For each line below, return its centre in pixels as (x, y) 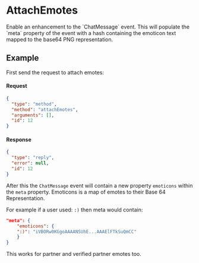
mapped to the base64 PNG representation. (60, 39)
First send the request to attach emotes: (55, 72)
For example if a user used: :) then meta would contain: (75, 210)
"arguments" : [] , (33, 115)
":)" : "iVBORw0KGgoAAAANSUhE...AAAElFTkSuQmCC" (77, 232)
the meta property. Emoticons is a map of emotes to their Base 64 (86, 192)
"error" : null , (30, 163)
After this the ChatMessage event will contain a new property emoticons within (99, 185)
